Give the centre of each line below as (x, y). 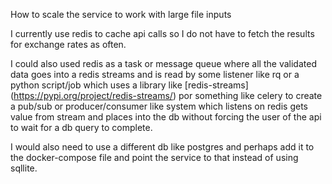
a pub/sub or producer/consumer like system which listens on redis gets (159, 106)
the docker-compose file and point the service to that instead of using (154, 157)
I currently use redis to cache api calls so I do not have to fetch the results (162, 33)
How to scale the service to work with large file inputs (121, 14)
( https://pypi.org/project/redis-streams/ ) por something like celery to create (166, 95)
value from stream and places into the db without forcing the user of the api (166, 117)
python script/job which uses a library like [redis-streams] (129, 85)
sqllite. (24, 168)
